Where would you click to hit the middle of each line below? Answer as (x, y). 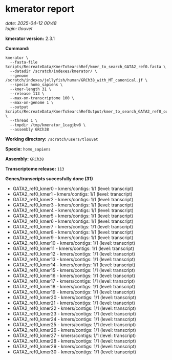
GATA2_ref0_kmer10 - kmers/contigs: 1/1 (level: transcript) (74, 243)
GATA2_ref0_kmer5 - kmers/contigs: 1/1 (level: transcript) (73, 216)
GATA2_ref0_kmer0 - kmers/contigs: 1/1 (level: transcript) (73, 188)
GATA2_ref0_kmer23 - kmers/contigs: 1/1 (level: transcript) (74, 313)
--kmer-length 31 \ (31, 89)
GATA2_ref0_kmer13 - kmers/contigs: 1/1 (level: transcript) (74, 259)
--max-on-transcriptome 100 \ (42, 98)
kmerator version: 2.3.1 (30, 38)
